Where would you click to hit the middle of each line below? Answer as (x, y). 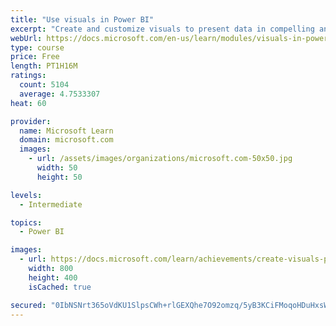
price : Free (35, 57)
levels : (26, 195)
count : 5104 (44, 85)
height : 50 (59, 177)
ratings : (28, 76)
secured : (28, 305)
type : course (37, 47)
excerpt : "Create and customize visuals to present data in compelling (162, 29)
